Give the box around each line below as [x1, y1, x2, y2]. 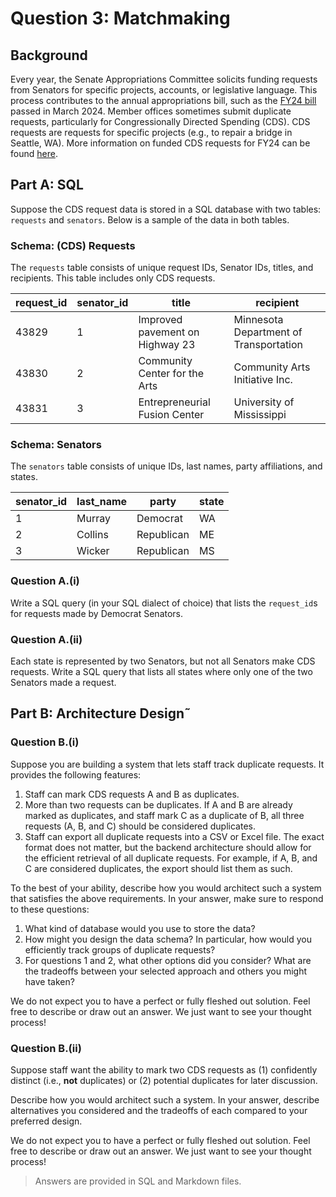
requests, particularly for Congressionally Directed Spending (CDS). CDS [10, 116, 311, 127]
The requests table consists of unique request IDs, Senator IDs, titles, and [10, 262, 314, 274]
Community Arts [233, 360, 311, 374]
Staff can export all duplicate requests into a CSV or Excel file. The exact [24, 830, 325, 842]
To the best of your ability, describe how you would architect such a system [10, 882, 322, 894]
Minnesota [233, 313, 284, 327]
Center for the [138, 367, 204, 381]
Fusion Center [138, 408, 205, 422]
